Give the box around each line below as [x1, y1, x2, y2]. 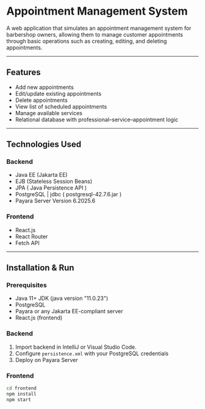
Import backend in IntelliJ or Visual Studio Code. [15, 343, 137, 350]
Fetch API [15, 239, 40, 246]
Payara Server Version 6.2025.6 [15, 197, 96, 205]
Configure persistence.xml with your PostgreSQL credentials [15, 349, 169, 357]
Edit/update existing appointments [15, 90, 102, 97]
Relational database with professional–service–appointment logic [15, 116, 179, 123]
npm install [6, 391, 37, 397]
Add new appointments [15, 84, 74, 91]
